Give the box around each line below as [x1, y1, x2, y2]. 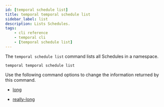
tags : [5, 26, 16, 31]
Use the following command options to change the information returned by [5, 72, 159, 78]
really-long [12, 96, 35, 102]
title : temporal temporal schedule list [5, 12, 91, 17]
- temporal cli [14, 35, 46, 40]
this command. [5, 77, 36, 83]
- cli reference [14, 30, 48, 35]
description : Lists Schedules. [5, 21, 70, 26]
